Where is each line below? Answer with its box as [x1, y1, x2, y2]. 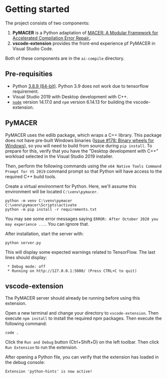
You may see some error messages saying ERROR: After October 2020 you [5, 216, 159, 222]
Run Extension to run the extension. [5, 345, 78, 351]
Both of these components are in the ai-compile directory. [5, 55, 125, 61]
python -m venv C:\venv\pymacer [5, 198, 72, 203]
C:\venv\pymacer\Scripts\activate [5, 202, 77, 208]
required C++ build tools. [5, 173, 57, 179]
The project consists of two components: [5, 20, 90, 26]
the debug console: [5, 360, 45, 366]
